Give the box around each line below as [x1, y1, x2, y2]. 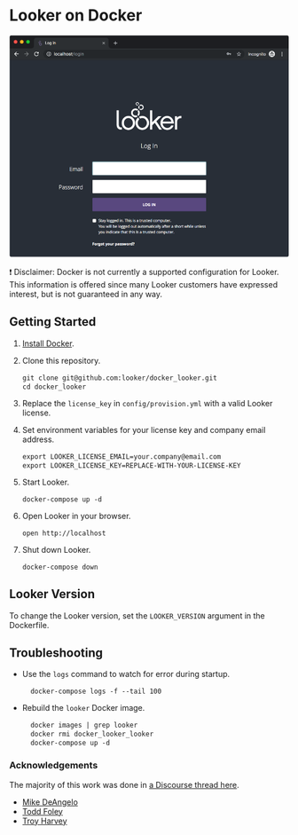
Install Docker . [21, 338, 74, 349]
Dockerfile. [9, 619, 50, 630]
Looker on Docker [9, 5, 143, 26]
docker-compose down [21, 563, 98, 571]
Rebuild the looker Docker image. [21, 703, 145, 713]
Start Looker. [21, 477, 69, 487]
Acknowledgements [9, 760, 98, 772]
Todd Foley [21, 806, 64, 816]
